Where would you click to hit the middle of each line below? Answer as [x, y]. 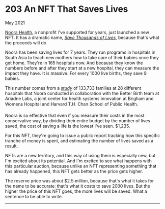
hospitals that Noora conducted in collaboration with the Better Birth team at [82, 93]
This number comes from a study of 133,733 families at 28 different [73, 88]
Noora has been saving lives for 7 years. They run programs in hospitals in [80, 52]
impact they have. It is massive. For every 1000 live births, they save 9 [76, 73]
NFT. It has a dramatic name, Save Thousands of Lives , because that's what [82, 37]
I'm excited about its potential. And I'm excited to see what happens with [79, 161]
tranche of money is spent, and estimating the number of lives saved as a [79, 140]
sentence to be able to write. [34, 196]
